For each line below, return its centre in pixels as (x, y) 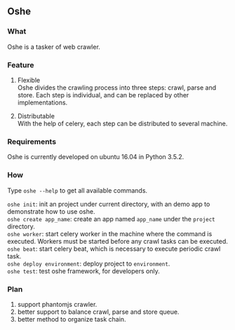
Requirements (32, 142)
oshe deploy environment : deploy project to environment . (89, 263)
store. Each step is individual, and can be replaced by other (103, 95)
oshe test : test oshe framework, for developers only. (83, 271)
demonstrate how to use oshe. (51, 211)
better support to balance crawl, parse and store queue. (98, 312)
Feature (21, 64)
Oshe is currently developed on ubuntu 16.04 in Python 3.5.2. (96, 157)
